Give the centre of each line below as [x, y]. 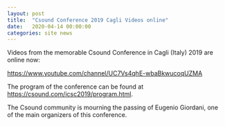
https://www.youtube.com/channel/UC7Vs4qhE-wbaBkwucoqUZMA [105, 73]
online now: [24, 60]
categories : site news [40, 33]
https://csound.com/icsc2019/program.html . [70, 94]
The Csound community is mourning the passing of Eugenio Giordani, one [113, 107]
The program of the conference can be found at [75, 87]
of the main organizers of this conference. [67, 115]
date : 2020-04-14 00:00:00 [49, 26]
